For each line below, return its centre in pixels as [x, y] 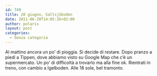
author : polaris [22, 24]
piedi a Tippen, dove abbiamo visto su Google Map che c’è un [69, 57]
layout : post [19, 28]
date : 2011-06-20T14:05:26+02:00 [40, 19]
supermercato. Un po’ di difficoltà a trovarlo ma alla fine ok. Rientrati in [78, 62]
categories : [17, 33]
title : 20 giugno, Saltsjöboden [39, 14]
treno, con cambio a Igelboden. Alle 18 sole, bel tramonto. [64, 67]
